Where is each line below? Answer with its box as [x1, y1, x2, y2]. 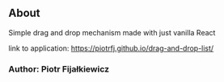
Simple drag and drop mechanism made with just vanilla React [8, 27, 216, 37]
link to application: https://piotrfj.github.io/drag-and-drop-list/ [8, 43, 214, 53]
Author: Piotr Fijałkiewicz [8, 64, 110, 75]
